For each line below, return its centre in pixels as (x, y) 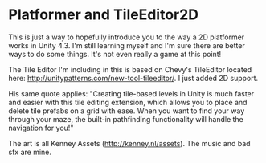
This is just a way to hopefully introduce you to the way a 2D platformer (127, 37)
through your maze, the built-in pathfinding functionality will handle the (126, 119)
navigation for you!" (41, 128)
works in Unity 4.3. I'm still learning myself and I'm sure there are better (127, 45)
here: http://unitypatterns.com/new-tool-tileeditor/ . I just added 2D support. (133, 78)
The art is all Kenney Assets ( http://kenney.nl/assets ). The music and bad (129, 143)
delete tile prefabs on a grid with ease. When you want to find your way (127, 111)
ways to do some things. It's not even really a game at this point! (115, 54)
